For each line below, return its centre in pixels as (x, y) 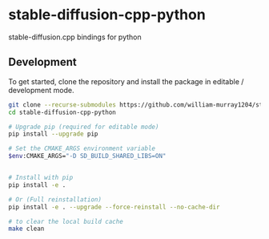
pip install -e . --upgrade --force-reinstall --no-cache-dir (114, 207)
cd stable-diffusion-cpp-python (62, 112)
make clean (26, 229)
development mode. (41, 90)
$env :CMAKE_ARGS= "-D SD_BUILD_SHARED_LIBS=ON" (87, 156)
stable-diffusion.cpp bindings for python (75, 37)
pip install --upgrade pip (53, 134)
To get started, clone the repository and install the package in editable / (126, 81)
